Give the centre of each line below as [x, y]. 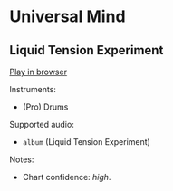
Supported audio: [42, 124]
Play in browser [38, 72]
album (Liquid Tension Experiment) [86, 142]
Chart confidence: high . [67, 177]
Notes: [22, 159]
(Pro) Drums [45, 107]
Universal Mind [67, 17]
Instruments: [33, 89]
